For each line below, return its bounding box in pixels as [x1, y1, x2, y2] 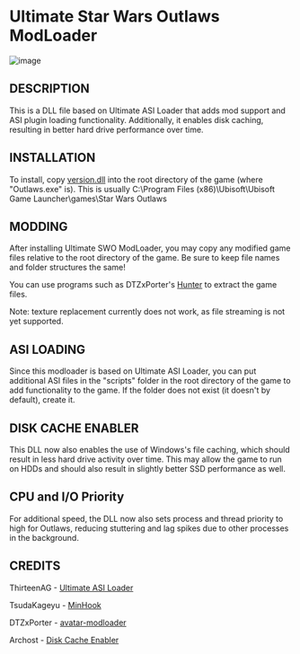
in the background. [9, 532, 79, 543]
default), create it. [9, 394, 75, 405]
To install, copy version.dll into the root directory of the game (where [9, 173, 263, 185]
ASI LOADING [9, 341, 86, 357]
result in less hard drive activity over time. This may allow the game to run [9, 454, 283, 464]
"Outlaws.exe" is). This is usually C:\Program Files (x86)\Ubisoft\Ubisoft [9, 183, 276, 194]
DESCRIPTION [9, 81, 90, 96]
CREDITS [9, 559, 61, 574]
